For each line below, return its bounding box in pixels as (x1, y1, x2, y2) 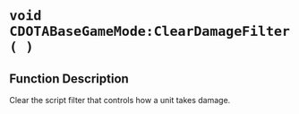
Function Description (9, 71, 130, 86)
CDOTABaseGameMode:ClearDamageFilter (9, 23, 291, 40)
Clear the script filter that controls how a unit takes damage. (9, 95, 231, 105)
